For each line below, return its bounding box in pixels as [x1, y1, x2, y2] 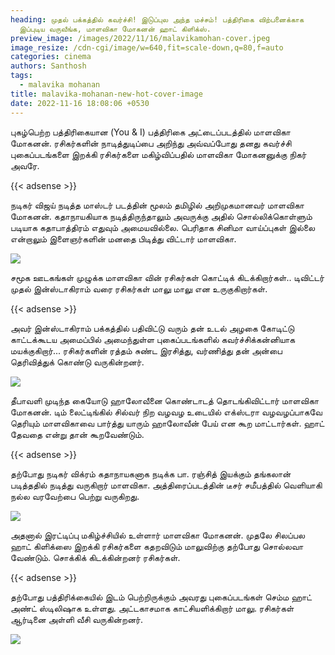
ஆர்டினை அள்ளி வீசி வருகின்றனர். [10, 613, 143, 625]
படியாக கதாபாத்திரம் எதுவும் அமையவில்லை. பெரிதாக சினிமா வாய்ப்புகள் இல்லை [10, 221, 316, 233]
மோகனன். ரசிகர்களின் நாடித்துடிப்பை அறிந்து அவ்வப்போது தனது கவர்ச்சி [10, 137, 292, 149]
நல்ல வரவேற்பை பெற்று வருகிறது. [10, 490, 140, 502]
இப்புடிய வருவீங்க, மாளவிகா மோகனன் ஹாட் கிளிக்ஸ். [19, 24, 212, 34]
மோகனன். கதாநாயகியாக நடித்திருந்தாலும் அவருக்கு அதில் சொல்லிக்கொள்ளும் [10, 210, 313, 222]
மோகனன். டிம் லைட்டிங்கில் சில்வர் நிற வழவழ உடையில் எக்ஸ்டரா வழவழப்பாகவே [10, 406, 323, 418]
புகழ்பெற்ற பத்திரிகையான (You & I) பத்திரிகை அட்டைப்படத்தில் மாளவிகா [10, 126, 291, 138]
